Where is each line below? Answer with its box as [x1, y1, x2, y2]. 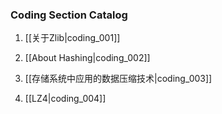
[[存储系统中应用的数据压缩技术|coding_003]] [24, 73, 213, 85]
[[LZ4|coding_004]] [24, 93, 107, 105]
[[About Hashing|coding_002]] [24, 52, 151, 64]
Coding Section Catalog [10, 8, 128, 22]
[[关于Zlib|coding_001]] [24, 32, 121, 44]
